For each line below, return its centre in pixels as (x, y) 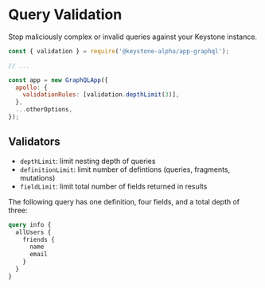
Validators (35, 142)
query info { (30, 224)
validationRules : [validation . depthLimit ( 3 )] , (101, 95)
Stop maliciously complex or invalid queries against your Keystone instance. (132, 37)
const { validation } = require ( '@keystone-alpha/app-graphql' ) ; (119, 51)
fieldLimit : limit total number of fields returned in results (113, 186)
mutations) (37, 177)
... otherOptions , (44, 110)
